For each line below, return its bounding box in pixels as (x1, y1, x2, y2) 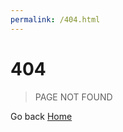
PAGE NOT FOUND (34, 91, 113, 103)
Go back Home (10, 110, 73, 122)
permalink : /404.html (10, 14, 101, 25)
